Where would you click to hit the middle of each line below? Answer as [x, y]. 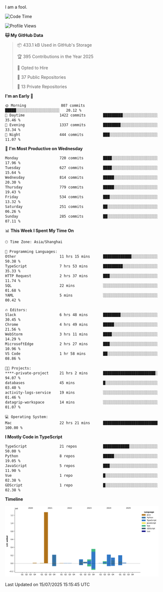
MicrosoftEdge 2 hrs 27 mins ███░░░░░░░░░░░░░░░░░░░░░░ [81, 344]
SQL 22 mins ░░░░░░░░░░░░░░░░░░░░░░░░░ [81, 286]
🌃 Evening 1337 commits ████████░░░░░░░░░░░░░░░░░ [81, 125]
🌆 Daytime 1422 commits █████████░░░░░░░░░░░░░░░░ [81, 115]
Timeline [14, 499]
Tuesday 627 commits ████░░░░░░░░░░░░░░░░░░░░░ [81, 168]
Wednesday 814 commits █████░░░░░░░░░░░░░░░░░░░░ [81, 177]
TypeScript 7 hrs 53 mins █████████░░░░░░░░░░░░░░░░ [81, 266]
